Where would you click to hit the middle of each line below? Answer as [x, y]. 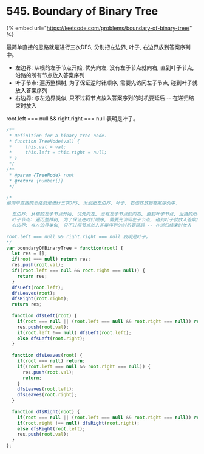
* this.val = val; [38, 147]
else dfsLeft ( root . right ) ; [51, 339]
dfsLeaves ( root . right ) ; [47, 395]
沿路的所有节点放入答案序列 [50, 75]
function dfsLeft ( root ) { [45, 316]
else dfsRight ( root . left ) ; [51, 429]
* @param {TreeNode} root [42, 175]
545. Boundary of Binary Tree [82, 11]
